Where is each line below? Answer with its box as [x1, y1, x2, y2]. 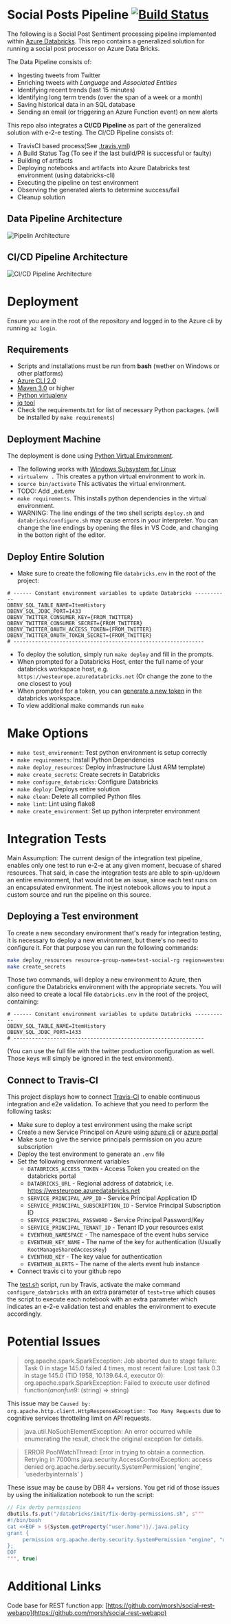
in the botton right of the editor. [16, 531, 106, 539]
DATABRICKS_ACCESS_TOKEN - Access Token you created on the [27, 1165, 200, 1173]
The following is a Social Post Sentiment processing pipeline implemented [7, 30, 217, 38]
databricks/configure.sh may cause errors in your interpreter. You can [16, 516, 219, 525]
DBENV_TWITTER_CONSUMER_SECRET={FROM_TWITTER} [7, 620, 143, 627]
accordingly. [7, 1310, 43, 1318]
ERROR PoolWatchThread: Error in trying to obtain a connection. [23, 1448, 206, 1456]
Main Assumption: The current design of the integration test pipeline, [7, 853, 203, 862]
